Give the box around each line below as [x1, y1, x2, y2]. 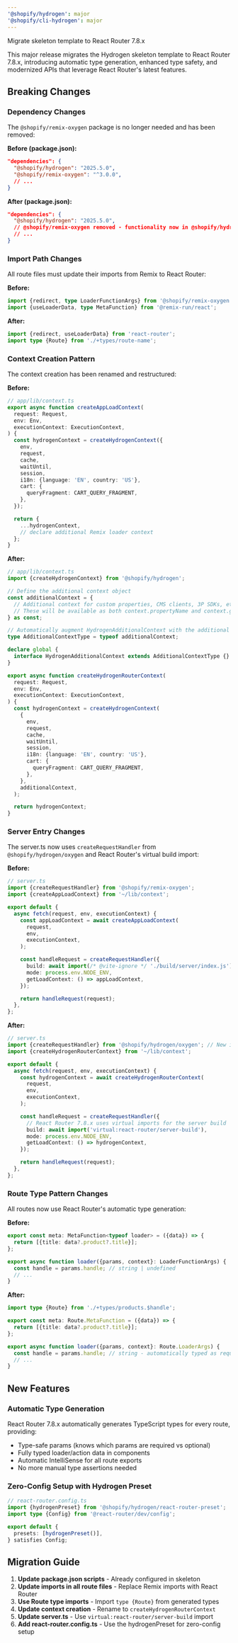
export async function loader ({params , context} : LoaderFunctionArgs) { [7, 1258, 227, 1265]
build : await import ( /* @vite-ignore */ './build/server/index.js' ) [25, 962, 233, 970]
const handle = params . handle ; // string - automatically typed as [13, 1350, 217, 1357]
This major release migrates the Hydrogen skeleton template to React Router [7, 50, 231, 59]
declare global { [7, 646, 59, 654]
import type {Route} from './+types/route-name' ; [7, 337, 157, 344]
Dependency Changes [7, 107, 86, 117]
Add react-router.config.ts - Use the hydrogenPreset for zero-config [17, 1620, 221, 1629]
